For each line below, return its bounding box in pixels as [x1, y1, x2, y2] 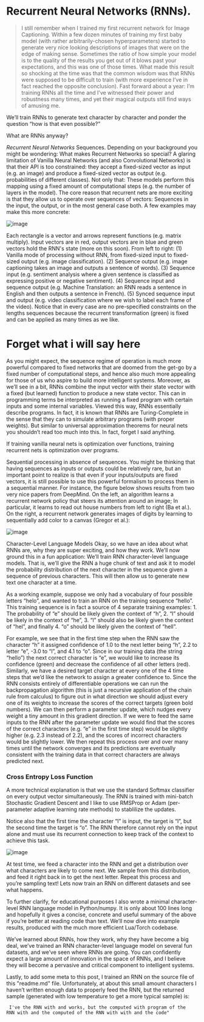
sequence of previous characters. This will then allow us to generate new [6, 572, 189, 579]
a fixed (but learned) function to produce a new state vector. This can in [6, 389, 186, 396]
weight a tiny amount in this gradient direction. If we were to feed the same [6, 712, 194, 719]
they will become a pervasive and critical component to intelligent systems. [6, 962, 195, 969]
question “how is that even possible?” [6, 120, 101, 127]
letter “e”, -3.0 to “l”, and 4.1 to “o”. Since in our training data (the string [6, 647, 183, 655]
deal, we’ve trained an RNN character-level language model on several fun [6, 942, 192, 950]
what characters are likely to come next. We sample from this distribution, [6, 867, 191, 874]
